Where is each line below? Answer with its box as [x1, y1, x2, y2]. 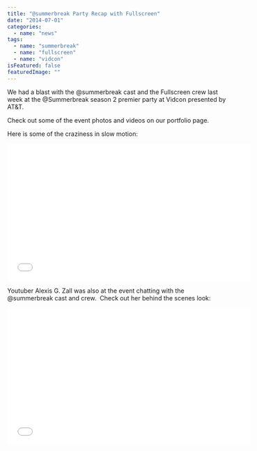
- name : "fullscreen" [13, 49, 77, 56]
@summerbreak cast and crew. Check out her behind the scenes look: [7, 293, 211, 302]
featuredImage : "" [7, 68, 61, 75]
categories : [7, 23, 42, 30]
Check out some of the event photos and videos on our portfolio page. [7, 116, 210, 124]
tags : [7, 36, 23, 43]
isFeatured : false [7, 62, 61, 69]
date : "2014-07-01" [7, 17, 64, 24]
